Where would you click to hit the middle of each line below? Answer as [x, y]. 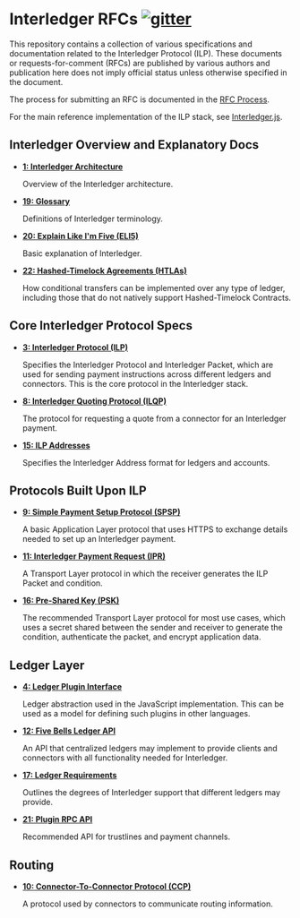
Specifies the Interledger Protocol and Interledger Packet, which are [148, 365]
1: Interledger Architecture [73, 167]
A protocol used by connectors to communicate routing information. [147, 904]
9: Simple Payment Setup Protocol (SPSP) [101, 512]
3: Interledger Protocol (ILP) [75, 347]
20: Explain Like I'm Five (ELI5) [80, 236]
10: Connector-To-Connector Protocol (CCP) [107, 886]
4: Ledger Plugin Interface [72, 687]
